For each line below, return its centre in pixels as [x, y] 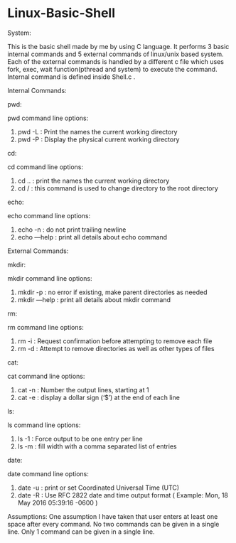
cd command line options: [45, 167]
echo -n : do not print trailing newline [72, 230]
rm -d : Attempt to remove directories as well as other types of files [116, 348]
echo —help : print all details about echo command [92, 237]
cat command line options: [46, 376]
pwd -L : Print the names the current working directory [97, 131]
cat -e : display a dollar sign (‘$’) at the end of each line [98, 397]
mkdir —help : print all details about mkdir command [94, 299]
